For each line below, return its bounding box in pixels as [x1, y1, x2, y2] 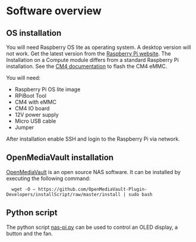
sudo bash [128, 191, 153, 197]
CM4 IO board [14, 105, 50, 111]
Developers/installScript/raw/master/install [6, 191, 121, 197]
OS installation [6, 28, 62, 38]
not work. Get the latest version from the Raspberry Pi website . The [6, 50, 171, 57]
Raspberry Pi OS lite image [14, 86, 81, 93]
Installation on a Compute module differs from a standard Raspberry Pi [6, 57, 179, 63]
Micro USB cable [14, 117, 56, 125]
